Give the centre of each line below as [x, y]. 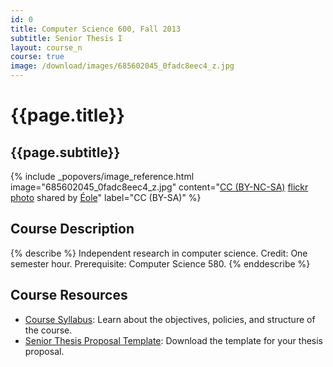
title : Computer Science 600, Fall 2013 [96, 29]
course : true [37, 57]
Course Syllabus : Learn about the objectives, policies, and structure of [170, 319]
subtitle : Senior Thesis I [66, 38]
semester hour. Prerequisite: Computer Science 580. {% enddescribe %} [160, 263]
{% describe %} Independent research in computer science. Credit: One [159, 253]
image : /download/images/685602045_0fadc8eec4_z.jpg [122, 66]
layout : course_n [46, 47]
